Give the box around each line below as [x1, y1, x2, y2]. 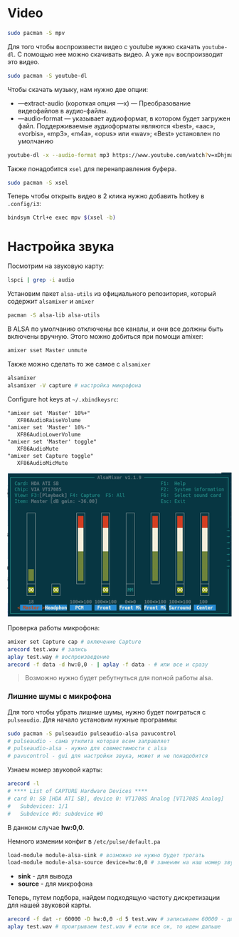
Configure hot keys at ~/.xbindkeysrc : [7, 394, 119, 404]
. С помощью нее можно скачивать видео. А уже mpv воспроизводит [14, 50, 223, 58]
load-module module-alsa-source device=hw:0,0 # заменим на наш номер [7, 859, 221, 866]
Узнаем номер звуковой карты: [7, 765, 103, 774]
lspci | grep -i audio [7, 277, 75, 284]
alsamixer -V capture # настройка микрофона [7, 382, 142, 389]
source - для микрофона [17, 879, 93, 889]
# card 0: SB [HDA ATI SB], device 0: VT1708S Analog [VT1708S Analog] [7, 795, 224, 802]
